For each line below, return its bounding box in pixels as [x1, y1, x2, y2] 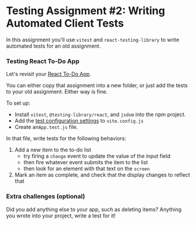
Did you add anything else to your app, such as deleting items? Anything [6, 206, 182, 213]
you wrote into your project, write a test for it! [6, 212, 116, 219]
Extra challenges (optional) [6, 193, 85, 201]
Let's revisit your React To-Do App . [6, 71, 91, 78]
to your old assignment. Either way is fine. [6, 88, 108, 95]
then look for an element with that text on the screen [23, 165, 150, 172]
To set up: [6, 100, 31, 107]
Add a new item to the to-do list [14, 146, 91, 154]
